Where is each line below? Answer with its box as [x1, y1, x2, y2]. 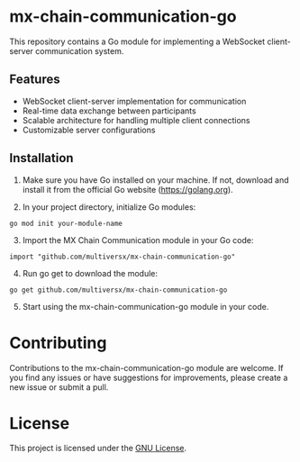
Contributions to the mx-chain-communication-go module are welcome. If [9, 362, 284, 373]
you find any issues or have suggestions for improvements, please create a [9, 372, 288, 383]
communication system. [35, 45, 124, 56]
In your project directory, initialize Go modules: [22, 201, 196, 213]
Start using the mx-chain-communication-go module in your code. [22, 301, 269, 312]
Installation [9, 150, 74, 166]
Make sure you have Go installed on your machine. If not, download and [22, 174, 290, 186]
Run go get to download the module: [22, 267, 159, 278]
